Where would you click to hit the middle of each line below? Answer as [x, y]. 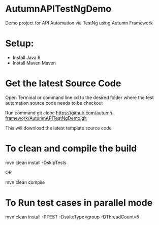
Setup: [20, 43]
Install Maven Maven [34, 63]
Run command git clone [30, 113]
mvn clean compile [25, 182]
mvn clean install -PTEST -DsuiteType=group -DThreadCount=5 [72, 217]
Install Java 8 [26, 57]
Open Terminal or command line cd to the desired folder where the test [80, 98]
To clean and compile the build [71, 148]
